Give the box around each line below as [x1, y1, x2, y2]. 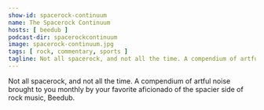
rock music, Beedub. [8, 93, 75, 102]
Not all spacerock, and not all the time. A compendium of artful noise [8, 76, 231, 86]
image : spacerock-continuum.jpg [8, 41, 114, 48]
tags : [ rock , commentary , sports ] [8, 48, 128, 55]
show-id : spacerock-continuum [8, 11, 108, 20]
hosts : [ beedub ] [8, 26, 68, 34]
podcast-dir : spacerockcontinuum [8, 33, 118, 41]
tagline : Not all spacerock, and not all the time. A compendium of [8, 55, 237, 63]
